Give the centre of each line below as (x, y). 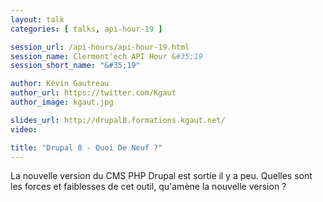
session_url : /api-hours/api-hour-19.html (100, 47)
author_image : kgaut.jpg (62, 102)
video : (24, 129)
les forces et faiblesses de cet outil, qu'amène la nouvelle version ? (148, 187)
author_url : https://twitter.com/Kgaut (93, 93)
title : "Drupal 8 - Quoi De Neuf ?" (86, 147)
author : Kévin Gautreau (60, 84)
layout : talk (37, 19)
